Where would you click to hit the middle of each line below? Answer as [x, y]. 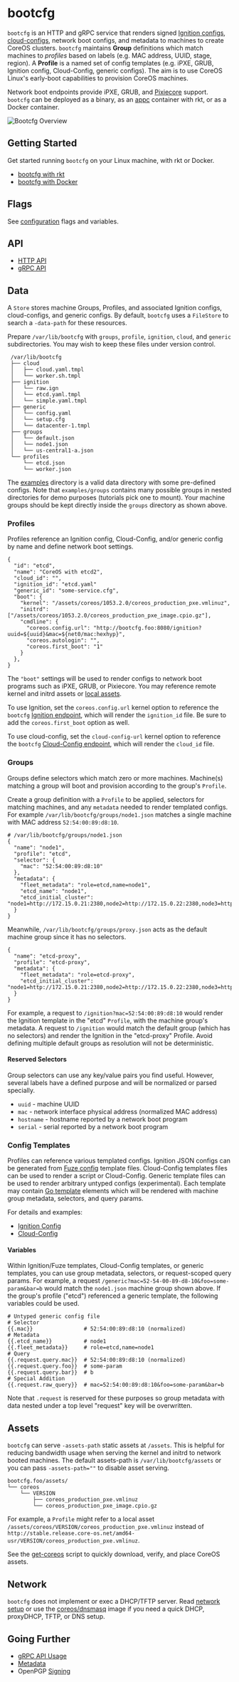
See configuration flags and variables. [63, 221]
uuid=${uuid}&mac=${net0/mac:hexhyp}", [67, 635]
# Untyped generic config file [54, 1317]
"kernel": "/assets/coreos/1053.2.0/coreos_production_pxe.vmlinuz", [126, 603]
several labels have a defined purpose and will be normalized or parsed [112, 1082]
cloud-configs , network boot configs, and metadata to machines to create [116, 40]
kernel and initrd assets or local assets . [65, 694]
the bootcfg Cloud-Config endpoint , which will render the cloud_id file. [111, 744]
